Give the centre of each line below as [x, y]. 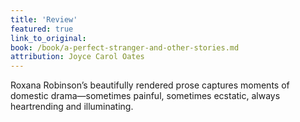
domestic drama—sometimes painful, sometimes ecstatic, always [145, 96]
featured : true [42, 29]
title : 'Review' [44, 19]
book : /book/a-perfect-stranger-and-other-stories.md [125, 47]
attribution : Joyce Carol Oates [77, 57]
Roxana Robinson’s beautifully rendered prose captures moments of [150, 85]
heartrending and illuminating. [72, 107]
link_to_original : [48, 38]
